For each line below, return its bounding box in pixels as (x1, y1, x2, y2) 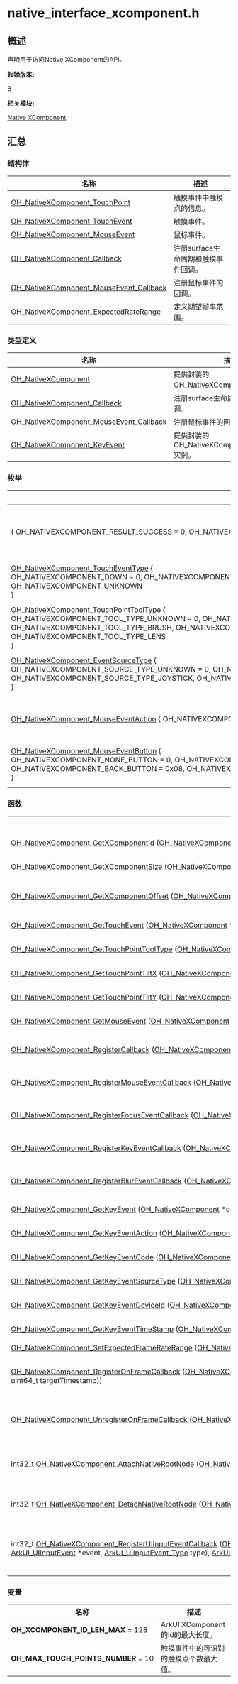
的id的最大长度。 (160, 1629, 217, 1639)
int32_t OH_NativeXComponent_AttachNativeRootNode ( (11, 1459, 200, 1469)
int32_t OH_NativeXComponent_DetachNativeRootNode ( (11, 1499, 202, 1509)
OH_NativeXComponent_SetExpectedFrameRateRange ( (11, 1343, 198, 1352)
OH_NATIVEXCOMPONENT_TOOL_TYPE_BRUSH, (11, 623, 174, 633)
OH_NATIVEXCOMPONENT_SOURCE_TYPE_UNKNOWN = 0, (11, 665, 211, 674)
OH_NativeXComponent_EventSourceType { (11, 655, 157, 665)
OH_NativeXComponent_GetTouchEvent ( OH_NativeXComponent (11, 920, 228, 930)
